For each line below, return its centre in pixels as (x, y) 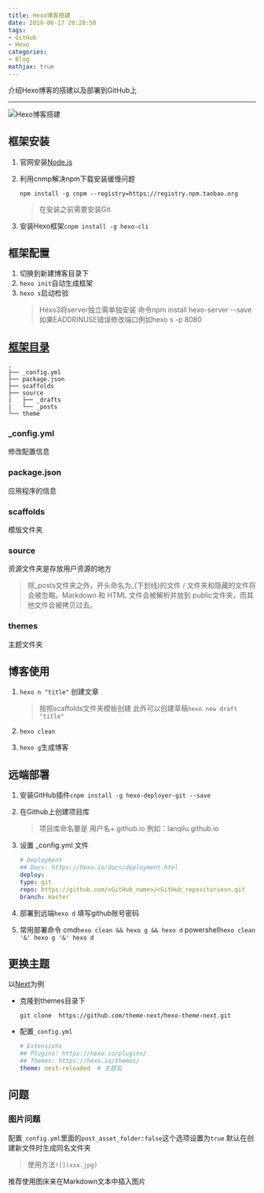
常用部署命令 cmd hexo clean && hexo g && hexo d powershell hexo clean (137, 929)
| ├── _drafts (35, 400)
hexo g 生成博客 (44, 747)
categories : (27, 52)
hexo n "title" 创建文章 (59, 692)
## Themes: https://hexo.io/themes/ (79, 1061)
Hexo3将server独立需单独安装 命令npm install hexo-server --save (145, 310)
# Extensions (41, 1047)
